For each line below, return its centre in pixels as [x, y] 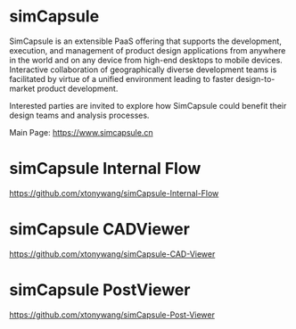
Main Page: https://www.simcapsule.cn [81, 132]
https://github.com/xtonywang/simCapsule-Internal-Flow [114, 193]
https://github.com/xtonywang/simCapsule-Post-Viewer [112, 315]
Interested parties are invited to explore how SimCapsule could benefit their [148, 105]
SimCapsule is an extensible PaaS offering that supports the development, [146, 41]
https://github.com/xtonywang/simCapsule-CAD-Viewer [112, 254]
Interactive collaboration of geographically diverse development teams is [143, 70]
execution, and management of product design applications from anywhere [148, 50]
